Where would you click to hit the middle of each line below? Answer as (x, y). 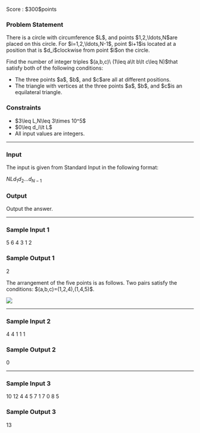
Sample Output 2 (31, 350)
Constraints (24, 108)
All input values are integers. (50, 133)
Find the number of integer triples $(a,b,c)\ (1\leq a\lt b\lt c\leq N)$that (92, 62)
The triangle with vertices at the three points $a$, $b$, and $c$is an (99, 86)
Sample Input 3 (29, 384)
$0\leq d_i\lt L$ (33, 127)
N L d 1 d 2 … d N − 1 (24, 180)
